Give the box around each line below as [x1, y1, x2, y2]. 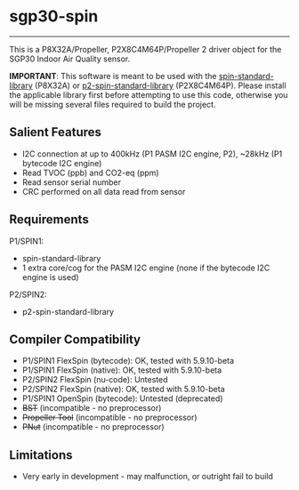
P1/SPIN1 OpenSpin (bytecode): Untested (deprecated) [21, 393, 223, 404]
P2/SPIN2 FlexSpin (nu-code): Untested [21, 374, 168, 385]
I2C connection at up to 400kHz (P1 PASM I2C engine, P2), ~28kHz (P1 [21, 149, 283, 159]
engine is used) [21, 271, 79, 282]
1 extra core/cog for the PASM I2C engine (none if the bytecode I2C [21, 262, 271, 273]
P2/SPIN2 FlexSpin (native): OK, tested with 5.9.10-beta [21, 384, 225, 395]
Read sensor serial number [21, 176, 122, 188]
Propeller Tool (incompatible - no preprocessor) [21, 412, 198, 423]
